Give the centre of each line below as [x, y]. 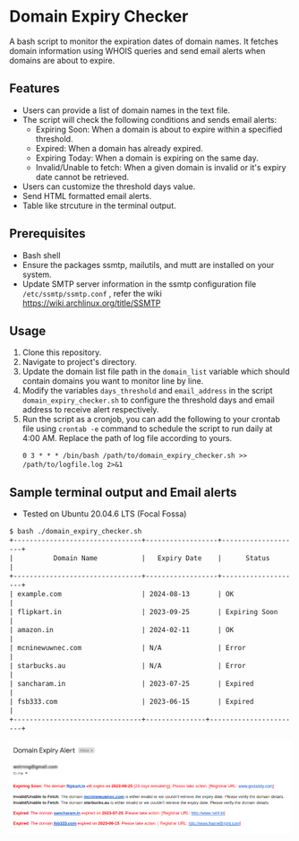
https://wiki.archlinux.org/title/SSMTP [91, 303]
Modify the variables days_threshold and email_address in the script [147, 391]
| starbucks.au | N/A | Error [128, 666]
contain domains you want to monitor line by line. [113, 381]
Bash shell [41, 255]
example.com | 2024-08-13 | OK [126, 594]
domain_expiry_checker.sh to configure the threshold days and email [148, 400]
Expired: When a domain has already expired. [119, 148]
